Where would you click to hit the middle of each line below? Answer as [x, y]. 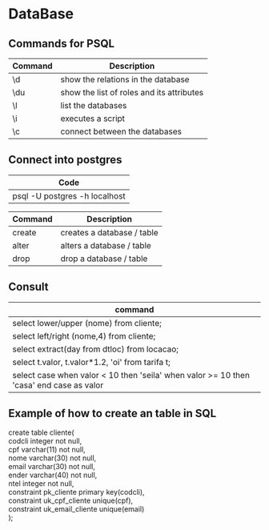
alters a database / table [106, 245]
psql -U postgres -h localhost [69, 195]
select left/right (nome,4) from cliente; [84, 335]
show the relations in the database [125, 79]
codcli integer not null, [45, 441]
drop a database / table [104, 259]
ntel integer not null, [41, 484]
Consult [29, 287]
